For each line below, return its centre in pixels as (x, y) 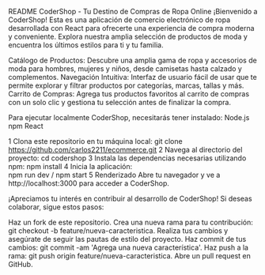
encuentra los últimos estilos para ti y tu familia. (86, 45)
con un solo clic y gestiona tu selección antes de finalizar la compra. (120, 102)
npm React (26, 126)
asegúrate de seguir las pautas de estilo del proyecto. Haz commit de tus (127, 239)
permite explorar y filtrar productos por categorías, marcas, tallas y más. (126, 85)
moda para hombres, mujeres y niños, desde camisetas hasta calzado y (125, 69)
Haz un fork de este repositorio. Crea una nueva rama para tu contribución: (131, 222)
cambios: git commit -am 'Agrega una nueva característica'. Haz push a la (129, 247)
